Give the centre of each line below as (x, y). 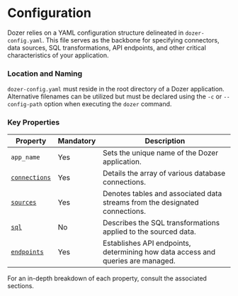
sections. (21, 285)
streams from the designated (151, 202)
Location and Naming (45, 74)
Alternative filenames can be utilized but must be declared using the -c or (115, 96)
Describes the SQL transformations (161, 222)
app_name (25, 157)
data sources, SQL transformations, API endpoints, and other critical (107, 47)
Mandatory (77, 141)
